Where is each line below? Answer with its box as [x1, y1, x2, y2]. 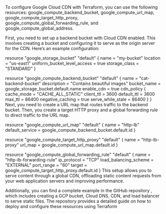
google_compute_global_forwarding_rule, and [5, 20, 98, 26]
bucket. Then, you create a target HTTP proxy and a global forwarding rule [5, 107, 158, 113]
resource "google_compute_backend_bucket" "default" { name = [5, 75, 138, 81]
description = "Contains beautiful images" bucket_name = [42, 80, 161, 86]
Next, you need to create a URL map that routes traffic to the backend [5, 102, 148, 107]
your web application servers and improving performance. [5, 178, 124, 184]
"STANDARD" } [5, 66, 36, 71]
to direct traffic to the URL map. [5, 112, 70, 118]
